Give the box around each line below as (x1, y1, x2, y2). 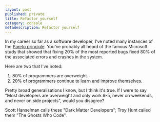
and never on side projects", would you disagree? (5, 98, 104, 104)
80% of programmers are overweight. (12, 73, 88, 79)
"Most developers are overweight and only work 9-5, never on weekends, (5, 93, 153, 99)
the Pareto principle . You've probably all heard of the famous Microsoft (5, 44, 148, 50)
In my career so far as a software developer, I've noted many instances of (5, 38, 153, 44)
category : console (5, 20, 42, 26)
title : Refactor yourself (5, 16, 58, 21)
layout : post (5, 7, 32, 12)
